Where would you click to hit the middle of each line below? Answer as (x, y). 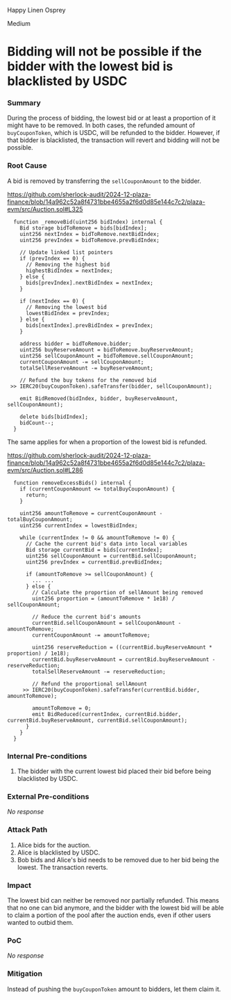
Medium (19, 23)
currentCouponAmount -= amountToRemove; (91, 635)
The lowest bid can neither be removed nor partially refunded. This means (113, 900)
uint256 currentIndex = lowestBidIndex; (79, 525)
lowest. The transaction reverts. (62, 867)
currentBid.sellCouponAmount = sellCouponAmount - (107, 623)
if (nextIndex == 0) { (52, 301)
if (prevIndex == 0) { (52, 258)
